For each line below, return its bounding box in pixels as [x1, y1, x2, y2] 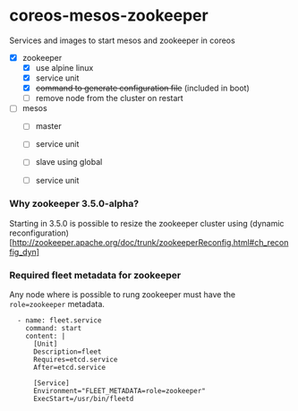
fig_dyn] [9, 246, 40, 257]
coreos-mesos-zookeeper [9, 5, 209, 26]
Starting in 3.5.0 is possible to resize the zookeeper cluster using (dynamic [9, 218, 285, 228]
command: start [25, 324, 82, 333]
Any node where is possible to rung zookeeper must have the [9, 289, 235, 300]
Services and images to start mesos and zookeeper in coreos [9, 35, 235, 46]
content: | [25, 332, 66, 341]
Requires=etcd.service [32, 355, 118, 364]
